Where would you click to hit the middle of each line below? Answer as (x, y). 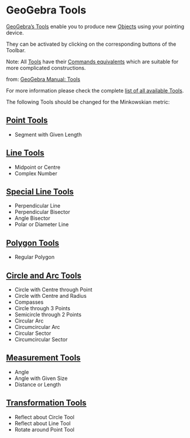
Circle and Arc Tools (44, 275)
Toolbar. (16, 50)
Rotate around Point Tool (44, 429)
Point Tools (27, 120)
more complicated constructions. (46, 67)
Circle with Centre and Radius (50, 296)
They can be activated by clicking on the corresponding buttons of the (91, 44)
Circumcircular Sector (41, 339)
